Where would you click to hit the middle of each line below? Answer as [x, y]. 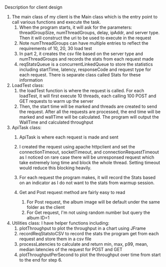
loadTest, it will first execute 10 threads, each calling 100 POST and [88, 96]
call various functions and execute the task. [56, 22]
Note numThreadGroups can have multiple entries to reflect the [84, 43]
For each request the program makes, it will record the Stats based [87, 177]
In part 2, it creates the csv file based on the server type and [81, 54]
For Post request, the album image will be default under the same [93, 202]
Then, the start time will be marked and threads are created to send [88, 106]
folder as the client [46, 207]
